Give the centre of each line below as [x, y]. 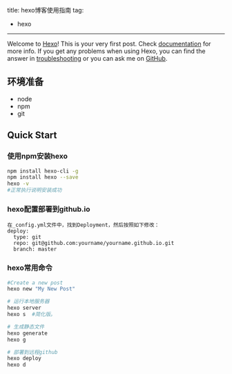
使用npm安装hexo [37, 156]
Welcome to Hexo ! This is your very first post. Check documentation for [109, 44]
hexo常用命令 [30, 268]
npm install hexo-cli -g [43, 171]
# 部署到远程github [32, 352]
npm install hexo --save [43, 177]
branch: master [35, 249]
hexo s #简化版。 [32, 315]
